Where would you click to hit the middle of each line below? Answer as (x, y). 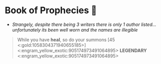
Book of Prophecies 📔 (51, 10)
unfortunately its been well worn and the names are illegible (75, 29)
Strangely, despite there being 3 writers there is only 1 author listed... (84, 24)
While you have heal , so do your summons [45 (66, 40)
